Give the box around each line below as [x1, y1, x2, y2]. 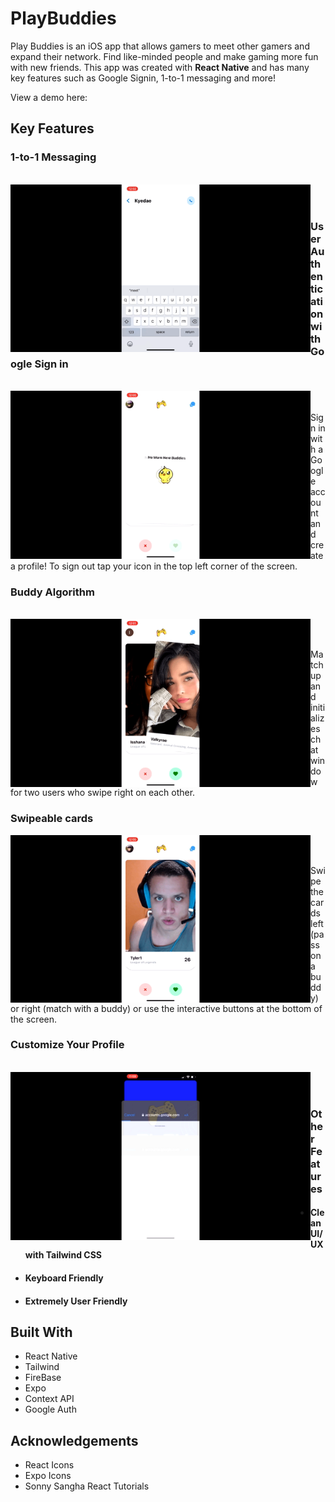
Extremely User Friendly [24, 1295, 128, 1307]
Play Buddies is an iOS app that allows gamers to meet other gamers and [10, 40, 310, 52]
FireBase [24, 1372, 62, 1384]
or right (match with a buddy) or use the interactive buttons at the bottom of [10, 1002, 323, 1014]
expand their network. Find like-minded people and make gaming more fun [10, 50, 319, 62]
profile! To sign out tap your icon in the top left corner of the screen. [17, 560, 298, 572]
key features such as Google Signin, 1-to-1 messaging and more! [10, 72, 277, 84]
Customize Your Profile [10, 1038, 125, 1052]
